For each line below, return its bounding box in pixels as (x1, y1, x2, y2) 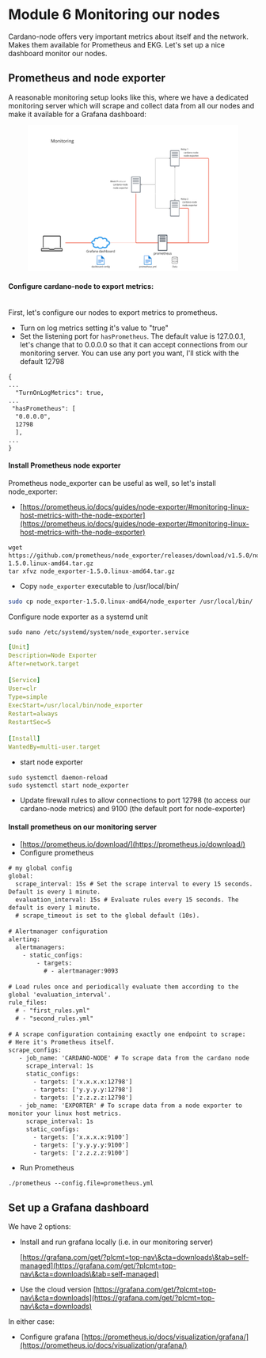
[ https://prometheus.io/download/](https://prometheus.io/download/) (19, 840, 245, 849)
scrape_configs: (8, 1046, 62, 1054)
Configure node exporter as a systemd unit (8, 612, 149, 621)
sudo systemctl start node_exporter (8, 782, 129, 790)
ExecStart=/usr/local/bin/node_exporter (8, 701, 144, 709)
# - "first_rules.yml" (15, 1007, 90, 1015)
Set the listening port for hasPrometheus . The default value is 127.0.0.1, (19, 331, 245, 341)
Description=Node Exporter (8, 651, 97, 659)
